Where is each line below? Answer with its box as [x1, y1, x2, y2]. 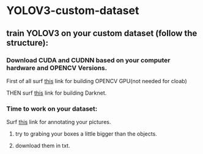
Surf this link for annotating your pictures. [6, 119, 111, 126]
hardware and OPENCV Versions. [6, 64, 108, 72]
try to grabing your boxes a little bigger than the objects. [15, 130, 157, 137]
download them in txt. [15, 142, 70, 150]
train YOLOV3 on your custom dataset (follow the [6, 28, 197, 38]
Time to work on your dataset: [6, 105, 98, 113]
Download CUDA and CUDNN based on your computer [6, 56, 171, 64]
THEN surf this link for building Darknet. [6, 89, 107, 97]
